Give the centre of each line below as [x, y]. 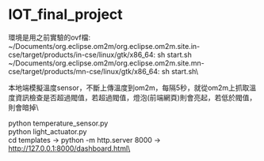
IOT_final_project [65, 15]
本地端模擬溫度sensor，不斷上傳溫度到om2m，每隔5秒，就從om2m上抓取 [129, 88]
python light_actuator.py [48, 131]
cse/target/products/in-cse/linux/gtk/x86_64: [82, 54]
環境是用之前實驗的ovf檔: [50, 37]
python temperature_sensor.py [58, 123]
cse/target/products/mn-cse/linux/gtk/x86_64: [84, 71]
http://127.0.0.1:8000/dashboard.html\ [69, 148]
